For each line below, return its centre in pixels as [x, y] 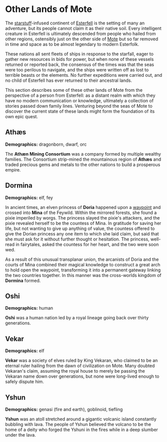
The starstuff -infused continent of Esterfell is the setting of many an [75, 23]
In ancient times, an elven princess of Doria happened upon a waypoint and [83, 207]
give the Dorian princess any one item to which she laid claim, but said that [82, 233]
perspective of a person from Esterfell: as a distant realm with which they [80, 95]
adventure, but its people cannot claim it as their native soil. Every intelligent [83, 28]
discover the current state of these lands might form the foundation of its [80, 111]
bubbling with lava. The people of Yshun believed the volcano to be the [78, 424]
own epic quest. [22, 116]
